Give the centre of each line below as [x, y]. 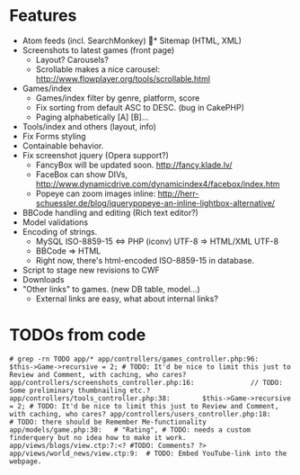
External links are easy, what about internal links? [127, 299]
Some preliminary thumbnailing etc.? [80, 390]
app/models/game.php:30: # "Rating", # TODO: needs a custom [130, 430]
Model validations [55, 222]
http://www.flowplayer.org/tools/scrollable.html [123, 78]
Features [43, 16]
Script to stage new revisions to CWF [91, 270]
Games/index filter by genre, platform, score [118, 98]
